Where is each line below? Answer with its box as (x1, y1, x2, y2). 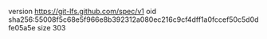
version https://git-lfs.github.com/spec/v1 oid (8, 7, 157, 16)
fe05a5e (8, 23, 36, 32)
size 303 (37, 23, 66, 32)
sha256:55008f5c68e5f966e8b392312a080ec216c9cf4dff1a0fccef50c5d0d (8, 15, 259, 24)
